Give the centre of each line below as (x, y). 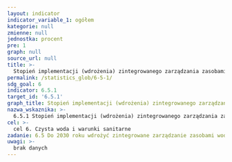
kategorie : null (30, 26)
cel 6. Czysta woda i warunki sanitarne (72, 129)
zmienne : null (28, 33)
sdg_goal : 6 (24, 84)
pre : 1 (17, 45)
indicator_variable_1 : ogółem (51, 20)
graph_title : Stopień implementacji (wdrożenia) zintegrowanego (101, 103)
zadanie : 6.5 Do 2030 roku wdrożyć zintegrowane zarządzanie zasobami (111, 135)
